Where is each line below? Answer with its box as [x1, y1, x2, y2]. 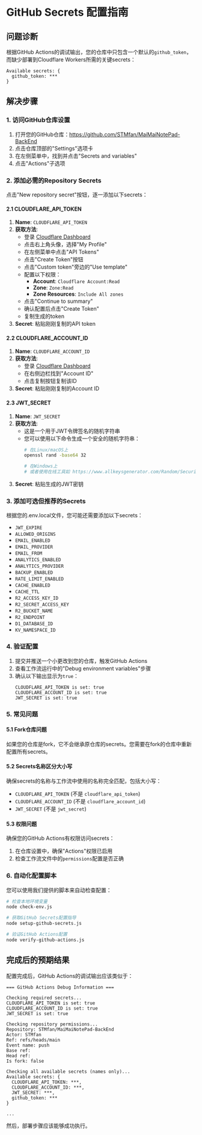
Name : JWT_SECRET [14, 412, 61, 420]
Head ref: [6, 1053, 31, 1059]
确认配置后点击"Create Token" [23, 305, 99, 313]
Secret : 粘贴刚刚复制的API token [14, 320, 96, 328]
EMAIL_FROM [14, 550, 43, 557]
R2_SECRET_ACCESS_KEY [14, 602, 69, 608]
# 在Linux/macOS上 [23, 447, 69, 453]
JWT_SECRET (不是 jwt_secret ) [14, 805, 87, 813]
